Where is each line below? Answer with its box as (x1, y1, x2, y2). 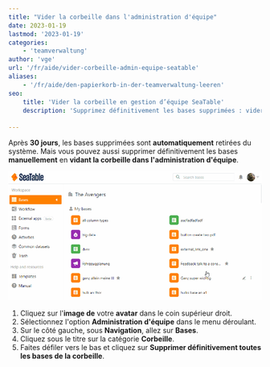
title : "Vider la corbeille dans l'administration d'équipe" (8, 13, 218, 21)
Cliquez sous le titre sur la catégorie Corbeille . (19, 334, 175, 344)
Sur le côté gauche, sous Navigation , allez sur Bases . (19, 325, 198, 335)
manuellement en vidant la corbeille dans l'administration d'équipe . (8, 155, 239, 165)
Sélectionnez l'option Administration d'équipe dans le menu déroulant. (19, 316, 257, 326)
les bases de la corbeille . (19, 351, 104, 361)
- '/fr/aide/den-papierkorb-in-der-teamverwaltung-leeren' (22, 80, 225, 89)
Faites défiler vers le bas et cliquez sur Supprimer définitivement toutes (19, 342, 262, 352)
